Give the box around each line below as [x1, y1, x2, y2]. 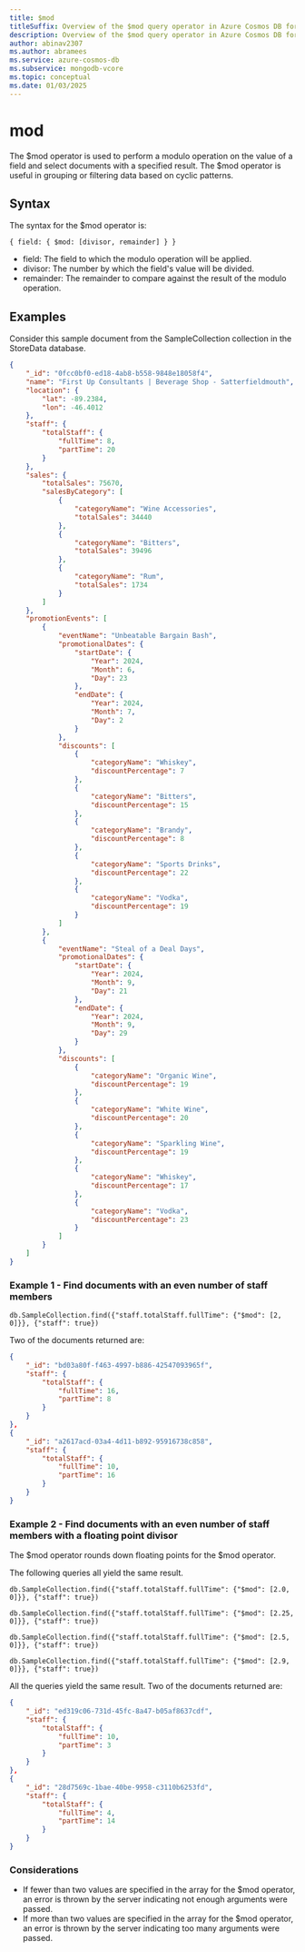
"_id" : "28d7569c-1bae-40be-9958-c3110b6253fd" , [25, 1783, 213, 1792]
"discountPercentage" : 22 [90, 868, 189, 877]
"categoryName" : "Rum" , [74, 572, 165, 582]
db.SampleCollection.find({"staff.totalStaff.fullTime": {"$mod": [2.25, [9, 1609, 295, 1618]
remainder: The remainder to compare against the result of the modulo [22, 273, 287, 284]
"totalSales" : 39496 [74, 547, 152, 556]
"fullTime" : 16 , [57, 1386, 120, 1395]
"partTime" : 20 [57, 445, 116, 454]
